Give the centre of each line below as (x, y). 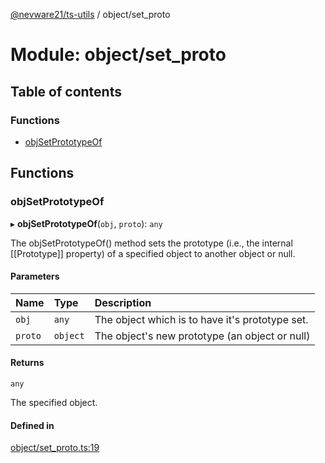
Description (123, 302)
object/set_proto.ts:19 (55, 448)
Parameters (35, 276)
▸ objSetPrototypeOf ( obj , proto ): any (86, 223)
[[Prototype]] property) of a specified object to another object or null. (153, 253)
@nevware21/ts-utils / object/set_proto (90, 14)
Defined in (32, 425)
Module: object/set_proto (118, 55)
